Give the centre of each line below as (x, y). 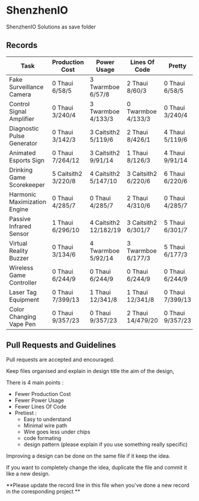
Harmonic (23, 194)
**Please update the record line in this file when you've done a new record (98, 485)
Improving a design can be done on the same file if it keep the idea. (88, 456)
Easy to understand (47, 419)
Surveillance (26, 87)
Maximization (28, 202)
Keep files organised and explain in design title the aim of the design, (90, 371)
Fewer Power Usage (39, 400)
